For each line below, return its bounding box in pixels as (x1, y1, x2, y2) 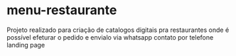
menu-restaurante (6, 2, 117, 18)
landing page (6, 40, 45, 49)
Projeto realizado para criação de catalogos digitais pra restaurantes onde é (6, 26, 230, 34)
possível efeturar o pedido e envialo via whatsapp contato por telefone (6, 33, 214, 41)
